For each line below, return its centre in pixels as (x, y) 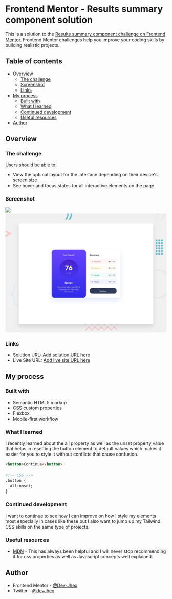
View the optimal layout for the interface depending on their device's (85, 175)
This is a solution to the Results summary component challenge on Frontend (85, 34)
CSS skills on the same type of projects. (47, 527)
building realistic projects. (33, 45)
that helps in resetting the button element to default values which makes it (83, 449)
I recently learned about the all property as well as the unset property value (85, 443)
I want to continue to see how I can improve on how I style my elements (81, 516)
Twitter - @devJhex (34, 591)
